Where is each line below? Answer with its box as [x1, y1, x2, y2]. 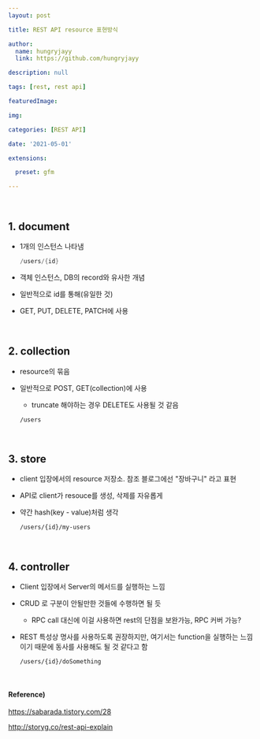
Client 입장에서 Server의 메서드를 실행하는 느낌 [19, 582, 165, 592]
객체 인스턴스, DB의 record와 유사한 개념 [19, 273, 146, 282]
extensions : [8, 154, 47, 162]
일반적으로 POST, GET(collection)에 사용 [19, 383, 147, 392]
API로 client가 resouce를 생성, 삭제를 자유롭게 [19, 491, 163, 500]
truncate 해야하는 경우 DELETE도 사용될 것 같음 [31, 399, 179, 410]
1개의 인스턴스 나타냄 [19, 241, 84, 251]
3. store [8, 452, 47, 466]
